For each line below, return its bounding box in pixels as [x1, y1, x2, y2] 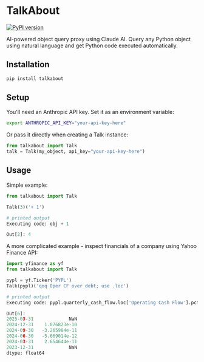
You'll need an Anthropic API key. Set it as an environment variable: [6, 109, 174, 116]
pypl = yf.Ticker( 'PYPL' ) [6, 277, 72, 283]
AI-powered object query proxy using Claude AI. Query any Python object [6, 35, 191, 42]
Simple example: [6, 181, 48, 189]
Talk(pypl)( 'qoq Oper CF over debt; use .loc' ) [6, 283, 129, 289]
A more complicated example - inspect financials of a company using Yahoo [6, 243, 197, 250]
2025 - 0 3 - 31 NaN [6, 316, 78, 322]
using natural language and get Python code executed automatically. [6, 42, 178, 49]
